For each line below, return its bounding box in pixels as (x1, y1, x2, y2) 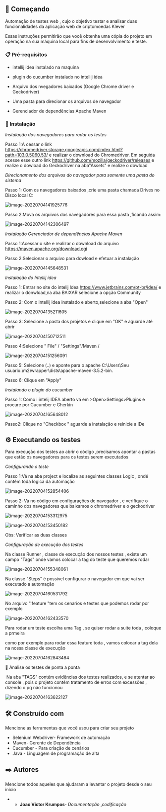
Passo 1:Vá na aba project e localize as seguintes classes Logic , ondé (5, 473, 149, 479)
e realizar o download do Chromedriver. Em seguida (49, 152, 155, 158)
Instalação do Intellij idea (5, 274, 57, 281)
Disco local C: (5, 192, 34, 198)
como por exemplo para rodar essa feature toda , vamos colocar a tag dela (5, 640, 158, 646)
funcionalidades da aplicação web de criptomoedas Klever (5, 23, 125, 29)
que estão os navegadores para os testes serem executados (5, 454, 129, 460)
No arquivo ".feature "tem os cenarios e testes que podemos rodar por (5, 600, 150, 607)
